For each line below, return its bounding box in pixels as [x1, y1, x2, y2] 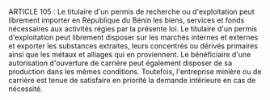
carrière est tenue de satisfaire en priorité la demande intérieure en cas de [8, 76, 256, 85]
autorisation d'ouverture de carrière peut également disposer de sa [8, 58, 233, 68]
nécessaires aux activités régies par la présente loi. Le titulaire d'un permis [8, 24, 257, 33]
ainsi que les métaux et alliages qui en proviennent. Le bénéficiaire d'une [8, 50, 251, 59]
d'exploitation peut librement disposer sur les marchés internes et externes [8, 32, 259, 42]
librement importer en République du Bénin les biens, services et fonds [8, 15, 245, 25]
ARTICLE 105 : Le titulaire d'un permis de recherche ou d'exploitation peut [8, 7, 255, 16]
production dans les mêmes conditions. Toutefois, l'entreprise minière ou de [8, 67, 262, 76]
